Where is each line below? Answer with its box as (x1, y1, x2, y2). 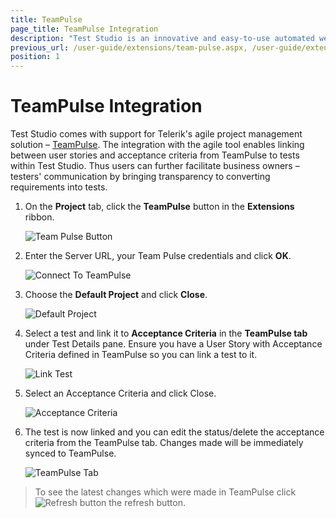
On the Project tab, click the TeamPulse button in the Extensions (24, 201, 295, 213)
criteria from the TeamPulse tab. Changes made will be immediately (24, 437, 304, 449)
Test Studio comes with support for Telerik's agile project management (10, 128, 303, 140)
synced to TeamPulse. (24, 447, 117, 460)
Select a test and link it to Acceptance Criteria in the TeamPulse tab (24, 327, 308, 340)
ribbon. (24, 211, 55, 223)
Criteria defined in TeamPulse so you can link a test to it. (24, 349, 258, 361)
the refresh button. (108, 497, 186, 509)
